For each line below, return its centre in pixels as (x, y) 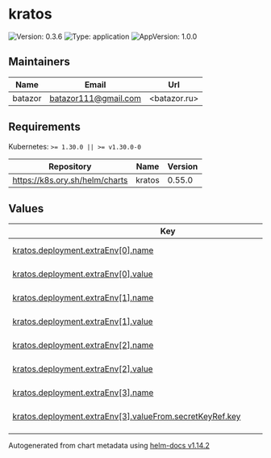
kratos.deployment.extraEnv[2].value (83, 368)
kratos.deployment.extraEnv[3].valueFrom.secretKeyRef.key (127, 416)
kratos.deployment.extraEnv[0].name (83, 250)
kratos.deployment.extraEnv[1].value (83, 321)
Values (26, 208)
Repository (70, 166)
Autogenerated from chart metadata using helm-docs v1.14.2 (109, 446)
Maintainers (40, 62)
